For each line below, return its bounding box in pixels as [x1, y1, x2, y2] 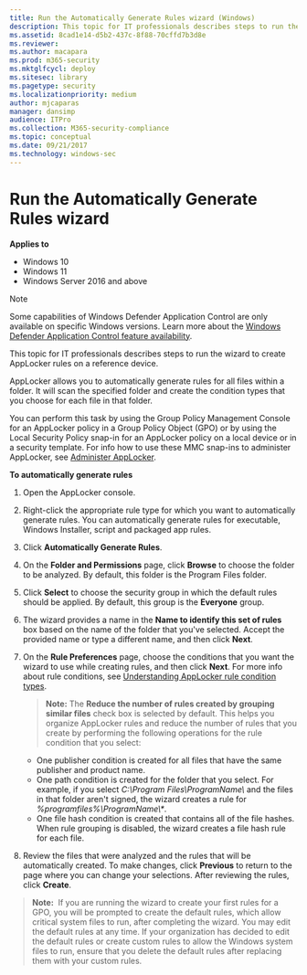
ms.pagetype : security [9, 81, 96, 90]
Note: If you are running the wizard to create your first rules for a [31, 896, 279, 907]
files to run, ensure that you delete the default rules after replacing [31, 945, 282, 956]
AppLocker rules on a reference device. [9, 357, 159, 368]
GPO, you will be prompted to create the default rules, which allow [31, 906, 281, 917]
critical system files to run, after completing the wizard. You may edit [31, 916, 291, 927]
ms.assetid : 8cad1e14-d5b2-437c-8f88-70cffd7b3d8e [9, 30, 206, 39]
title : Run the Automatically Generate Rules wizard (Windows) [9, 13, 256, 23]
